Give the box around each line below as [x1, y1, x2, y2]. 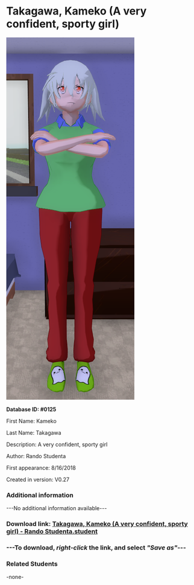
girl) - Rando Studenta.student [6, 527, 98, 535]
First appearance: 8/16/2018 [6, 464, 77, 472]
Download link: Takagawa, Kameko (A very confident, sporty [6, 520, 188, 528]
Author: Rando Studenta [6, 452, 66, 459]
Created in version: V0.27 [6, 476, 70, 483]
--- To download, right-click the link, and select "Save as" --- [6, 543, 187, 552]
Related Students [6, 560, 58, 568]
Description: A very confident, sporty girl [6, 441, 108, 448]
